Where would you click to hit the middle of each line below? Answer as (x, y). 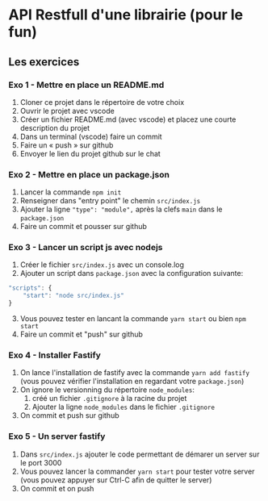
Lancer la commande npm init (71, 192)
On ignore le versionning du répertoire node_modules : (107, 390)
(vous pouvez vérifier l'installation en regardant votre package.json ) (132, 382)
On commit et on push (57, 488)
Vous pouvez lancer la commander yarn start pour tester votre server (137, 471)
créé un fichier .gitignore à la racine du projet (109, 399)
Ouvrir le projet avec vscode (67, 111)
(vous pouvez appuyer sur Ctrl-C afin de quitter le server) (116, 480)
